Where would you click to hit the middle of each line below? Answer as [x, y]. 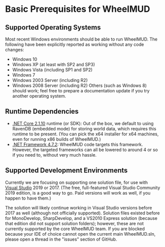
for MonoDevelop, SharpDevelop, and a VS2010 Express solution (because [81, 218]
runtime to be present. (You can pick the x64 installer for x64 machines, [85, 134]
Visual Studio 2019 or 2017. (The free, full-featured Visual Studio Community [83, 187]
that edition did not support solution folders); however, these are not [75, 223]
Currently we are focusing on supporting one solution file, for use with [77, 182]
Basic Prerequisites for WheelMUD [78, 9]
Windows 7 [24, 75]
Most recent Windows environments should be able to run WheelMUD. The [81, 39]
